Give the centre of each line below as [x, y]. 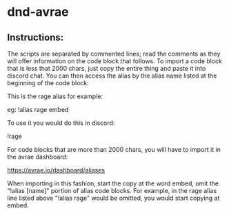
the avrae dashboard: [38, 157]
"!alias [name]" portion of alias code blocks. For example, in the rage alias [112, 191]
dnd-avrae [38, 12]
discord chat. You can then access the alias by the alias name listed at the [112, 76]
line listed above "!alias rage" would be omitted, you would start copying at [113, 198]
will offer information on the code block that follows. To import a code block [115, 61]
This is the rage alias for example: [55, 96]
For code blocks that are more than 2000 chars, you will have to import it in [114, 149]
